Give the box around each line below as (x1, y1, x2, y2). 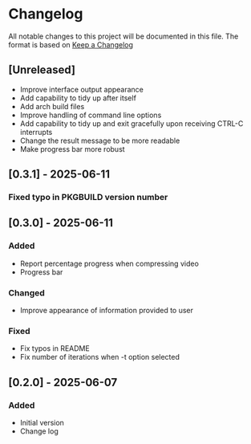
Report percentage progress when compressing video (19, 259, 199, 268)
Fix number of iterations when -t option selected (19, 352, 180, 362)
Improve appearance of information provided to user (19, 306, 194, 316)
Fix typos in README (19, 344, 90, 353)
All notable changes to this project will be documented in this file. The (8, 31, 239, 41)
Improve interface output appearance (19, 84, 144, 94)
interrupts (19, 127, 53, 136)
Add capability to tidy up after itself (19, 93, 136, 103)
